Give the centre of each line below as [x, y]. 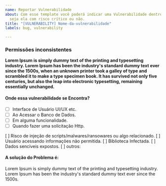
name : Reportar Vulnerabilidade [38, 10]
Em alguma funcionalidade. [40, 120]
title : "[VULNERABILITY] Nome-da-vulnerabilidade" [58, 23]
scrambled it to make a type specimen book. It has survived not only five [81, 76]
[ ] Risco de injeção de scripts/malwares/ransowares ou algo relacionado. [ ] [83, 136]
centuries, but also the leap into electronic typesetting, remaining [74, 82]
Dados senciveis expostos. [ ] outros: [43, 146]
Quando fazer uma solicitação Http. [48, 126]
